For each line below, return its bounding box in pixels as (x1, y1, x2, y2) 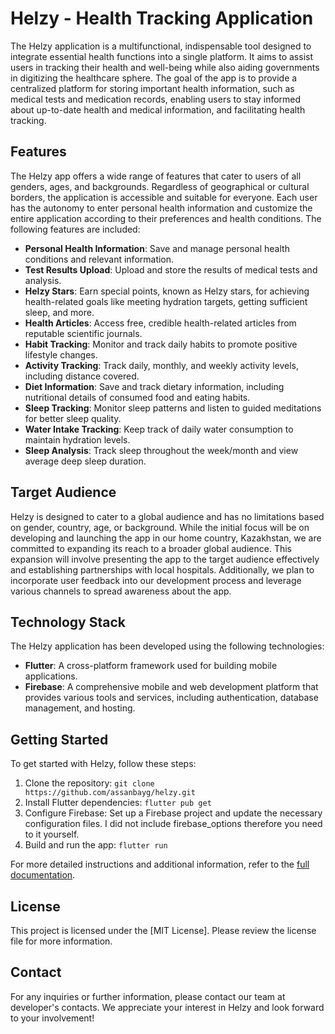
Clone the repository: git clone (24, 777, 155, 789)
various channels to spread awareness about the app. (10, 585, 232, 597)
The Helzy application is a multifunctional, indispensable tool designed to (10, 40, 312, 52)
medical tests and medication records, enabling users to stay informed (10, 93, 302, 105)
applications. (24, 670, 78, 682)
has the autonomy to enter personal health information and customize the (10, 202, 313, 214)
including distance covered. (24, 370, 140, 382)
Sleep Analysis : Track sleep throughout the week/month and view (24, 444, 299, 456)
